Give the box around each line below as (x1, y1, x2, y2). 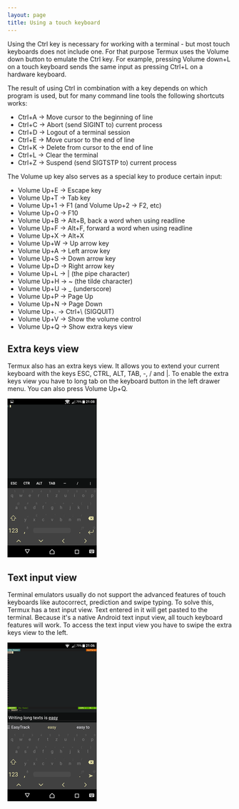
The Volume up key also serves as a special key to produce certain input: (7, 172, 223, 180)
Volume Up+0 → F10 (17, 208, 78, 217)
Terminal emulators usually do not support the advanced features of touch (7, 591, 226, 599)
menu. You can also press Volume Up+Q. (7, 385, 128, 393)
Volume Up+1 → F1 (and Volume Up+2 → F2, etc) (17, 200, 162, 210)
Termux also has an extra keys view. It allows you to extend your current (7, 362, 220, 370)
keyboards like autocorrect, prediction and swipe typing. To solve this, (7, 598, 214, 606)
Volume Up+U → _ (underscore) (17, 284, 112, 292)
